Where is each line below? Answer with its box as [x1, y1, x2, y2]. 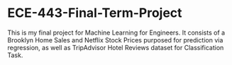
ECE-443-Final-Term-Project [7, 5, 182, 21]
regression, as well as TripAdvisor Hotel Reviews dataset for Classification [7, 43, 224, 52]
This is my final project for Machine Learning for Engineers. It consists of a [7, 28, 226, 37]
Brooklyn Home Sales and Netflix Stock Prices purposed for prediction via [7, 35, 223, 44]
